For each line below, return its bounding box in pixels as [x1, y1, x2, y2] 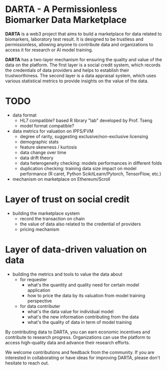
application [27, 287, 50, 293]
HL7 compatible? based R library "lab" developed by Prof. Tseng [19, 117, 152, 124]
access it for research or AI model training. [5, 47, 93, 53]
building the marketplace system [12, 210, 80, 216]
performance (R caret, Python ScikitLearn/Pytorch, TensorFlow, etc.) [19, 171, 161, 177]
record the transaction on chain [19, 215, 85, 221]
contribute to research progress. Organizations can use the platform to [5, 334, 151, 340]
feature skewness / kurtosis [19, 144, 77, 150]
